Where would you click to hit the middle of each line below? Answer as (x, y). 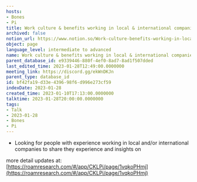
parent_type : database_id (38, 77)
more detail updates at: (34, 160)
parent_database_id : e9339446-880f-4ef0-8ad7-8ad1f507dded (80, 60)
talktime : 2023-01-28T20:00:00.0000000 (55, 99)
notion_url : (21, 39)
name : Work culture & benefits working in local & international (87, 55)
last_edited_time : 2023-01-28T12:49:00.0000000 (65, 66)
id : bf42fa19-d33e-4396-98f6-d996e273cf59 (59, 83)
